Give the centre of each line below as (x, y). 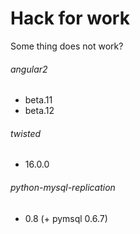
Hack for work (70, 18)
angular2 (29, 69)
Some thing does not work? (67, 46)
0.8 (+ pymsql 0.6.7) (66, 218)
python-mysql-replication (63, 187)
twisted (26, 133)
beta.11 (38, 100)
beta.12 (39, 111)
